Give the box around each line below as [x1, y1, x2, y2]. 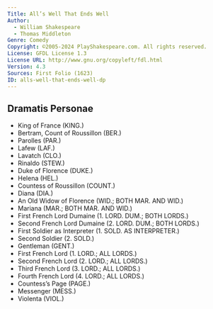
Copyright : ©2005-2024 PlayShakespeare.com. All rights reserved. [7, 43, 207, 50]
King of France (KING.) [17, 121, 84, 130]
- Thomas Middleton [13, 30, 71, 38]
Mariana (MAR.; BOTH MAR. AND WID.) [17, 204, 133, 213]
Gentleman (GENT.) [17, 242, 75, 250]
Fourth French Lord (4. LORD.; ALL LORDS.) [17, 272, 145, 281]
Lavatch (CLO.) [17, 152, 62, 160]
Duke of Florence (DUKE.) [17, 167, 93, 175]
